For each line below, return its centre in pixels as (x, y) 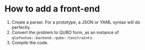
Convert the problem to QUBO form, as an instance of (65, 32)
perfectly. (21, 27)
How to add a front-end (52, 9)
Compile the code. (30, 42)
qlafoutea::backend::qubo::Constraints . (52, 37)
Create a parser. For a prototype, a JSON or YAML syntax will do (76, 22)
